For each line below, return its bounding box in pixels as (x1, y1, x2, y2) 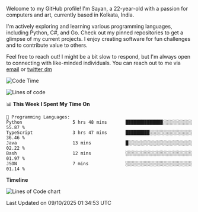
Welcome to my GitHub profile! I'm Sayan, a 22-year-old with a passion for (6, 5, 189, 12)
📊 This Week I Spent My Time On (6, 101, 90, 107)
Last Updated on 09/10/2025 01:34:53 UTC (6, 200, 111, 206)
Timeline (6, 176, 28, 183)
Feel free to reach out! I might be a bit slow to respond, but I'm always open (6, 53, 191, 60)
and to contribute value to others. (6, 41, 88, 49)
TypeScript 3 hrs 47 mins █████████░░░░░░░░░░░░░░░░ (6, 130, 193, 136)
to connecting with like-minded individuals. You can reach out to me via (6, 59, 181, 66)
